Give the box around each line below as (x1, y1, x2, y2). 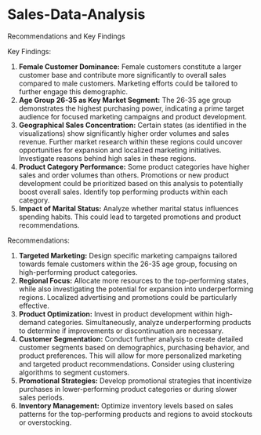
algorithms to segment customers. (18, 367, 130, 377)
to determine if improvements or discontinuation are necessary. (18, 326, 224, 335)
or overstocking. (18, 418, 72, 427)
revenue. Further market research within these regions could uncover (18, 137, 243, 146)
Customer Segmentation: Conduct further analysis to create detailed (18, 334, 244, 343)
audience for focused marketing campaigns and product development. (18, 111, 248, 121)
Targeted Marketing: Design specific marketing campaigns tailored (18, 250, 237, 260)
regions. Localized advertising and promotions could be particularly (18, 292, 237, 302)
